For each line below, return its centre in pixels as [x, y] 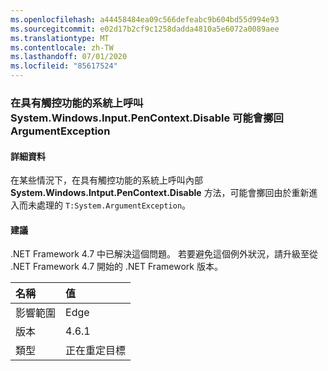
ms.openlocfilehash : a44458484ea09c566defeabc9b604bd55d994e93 [145, 19]
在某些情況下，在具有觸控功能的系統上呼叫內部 [106, 180]
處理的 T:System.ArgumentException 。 [114, 205]
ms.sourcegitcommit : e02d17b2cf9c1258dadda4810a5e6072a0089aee [145, 29]
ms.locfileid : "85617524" [64, 66]
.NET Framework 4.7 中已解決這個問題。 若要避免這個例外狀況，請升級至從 [164, 254]
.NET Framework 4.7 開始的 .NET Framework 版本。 [116, 267]
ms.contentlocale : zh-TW [62, 47]
